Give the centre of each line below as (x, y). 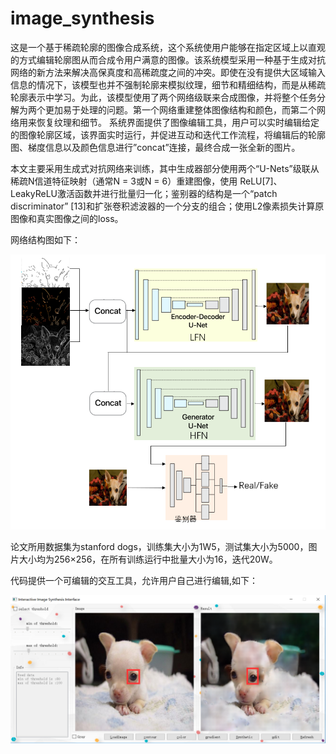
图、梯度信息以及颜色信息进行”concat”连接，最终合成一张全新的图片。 (155, 147)
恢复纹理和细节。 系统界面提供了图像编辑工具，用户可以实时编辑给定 (178, 122)
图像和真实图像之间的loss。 (67, 218)
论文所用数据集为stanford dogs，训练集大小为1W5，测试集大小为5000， (159, 546)
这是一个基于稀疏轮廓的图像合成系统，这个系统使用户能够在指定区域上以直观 (168, 47)
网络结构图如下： (45, 239)
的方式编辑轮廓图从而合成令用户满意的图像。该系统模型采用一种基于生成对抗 (168, 59)
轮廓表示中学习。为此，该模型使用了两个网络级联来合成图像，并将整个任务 (163, 97)
